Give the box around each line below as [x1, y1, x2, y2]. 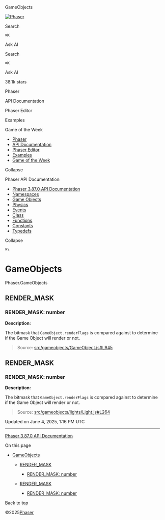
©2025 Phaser [5, 510, 34, 516]
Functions [12, 217, 33, 223]
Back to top [5, 500, 28, 506]
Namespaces [12, 191, 39, 197]
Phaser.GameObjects [5, 280, 48, 285]
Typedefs [12, 228, 32, 234]
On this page [5, 442, 31, 448]
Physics [12, 202, 28, 207]
